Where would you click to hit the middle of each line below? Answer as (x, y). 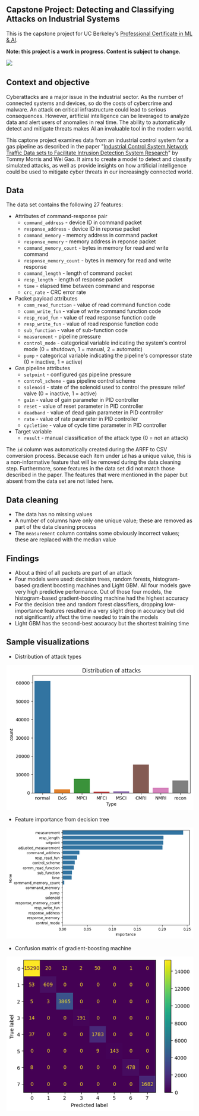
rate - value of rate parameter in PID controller (81, 419)
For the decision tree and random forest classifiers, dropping (89, 604)
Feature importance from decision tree (62, 820)
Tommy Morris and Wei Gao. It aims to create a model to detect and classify (99, 159)
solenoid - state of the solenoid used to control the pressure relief (104, 387)
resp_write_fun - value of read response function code (91, 324)
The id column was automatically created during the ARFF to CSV (87, 449)
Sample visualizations (48, 642)
